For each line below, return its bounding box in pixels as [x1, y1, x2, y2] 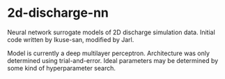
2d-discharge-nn [7, 5, 109, 21]
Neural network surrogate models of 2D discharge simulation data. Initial [7, 28, 216, 36]
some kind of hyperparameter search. [7, 64, 116, 72]
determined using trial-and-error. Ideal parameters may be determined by [7, 56, 219, 64]
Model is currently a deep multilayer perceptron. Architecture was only [7, 49, 210, 57]
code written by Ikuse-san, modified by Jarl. [7, 35, 134, 43]
